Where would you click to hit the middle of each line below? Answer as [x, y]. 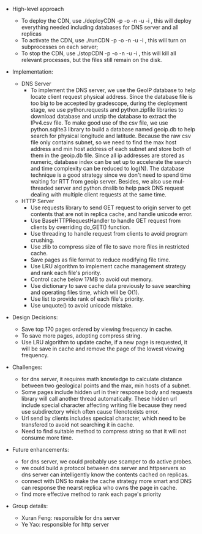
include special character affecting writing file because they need [104, 405]
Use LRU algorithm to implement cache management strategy [108, 266]
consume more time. [47, 438]
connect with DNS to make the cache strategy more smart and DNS [106, 481]
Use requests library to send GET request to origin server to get [110, 207]
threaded [42, 188]
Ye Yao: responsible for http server [65, 524]
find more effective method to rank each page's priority [91, 494]
